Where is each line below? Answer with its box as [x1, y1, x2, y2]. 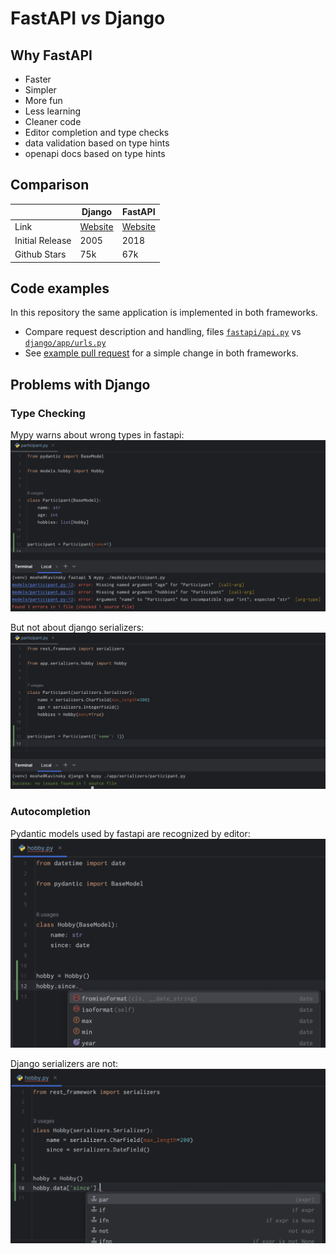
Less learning [24, 105, 82, 117]
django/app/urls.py [24, 338, 107, 349]
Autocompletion [10, 805, 91, 819]
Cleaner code [24, 116, 82, 127]
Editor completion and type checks [24, 127, 170, 138]
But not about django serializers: [10, 621, 145, 633]
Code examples [10, 280, 110, 297]
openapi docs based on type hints [24, 148, 166, 159]
